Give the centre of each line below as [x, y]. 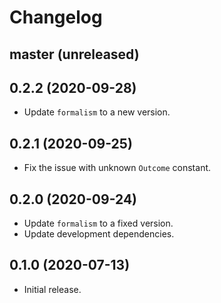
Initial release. [52, 289]
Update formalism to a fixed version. [98, 223]
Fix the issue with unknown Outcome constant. [117, 168]
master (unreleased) [74, 54]
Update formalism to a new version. [97, 112]
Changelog [56, 17]
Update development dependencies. [99, 234]
